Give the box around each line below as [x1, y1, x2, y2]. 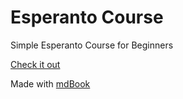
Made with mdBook [10, 77, 91, 90]
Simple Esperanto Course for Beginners [10, 39, 174, 51]
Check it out [10, 58, 61, 70]
